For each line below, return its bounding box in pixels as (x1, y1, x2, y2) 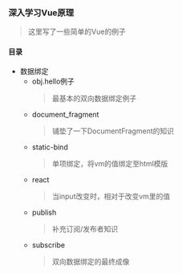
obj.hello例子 (31, 76, 75, 86)
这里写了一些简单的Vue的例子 (27, 27, 126, 37)
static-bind (31, 142, 68, 152)
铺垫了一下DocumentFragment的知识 (51, 126, 175, 136)
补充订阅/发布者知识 (51, 223, 119, 234)
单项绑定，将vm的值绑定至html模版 (51, 158, 168, 168)
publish (31, 207, 57, 217)
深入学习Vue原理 (8, 6, 75, 18)
